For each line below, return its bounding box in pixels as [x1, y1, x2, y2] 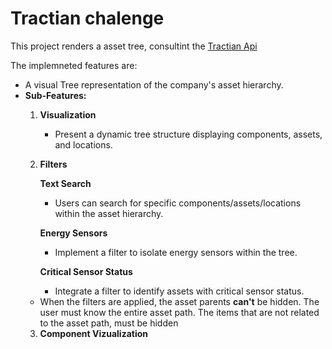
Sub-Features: [24, 89, 87, 101]
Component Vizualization [39, 327, 149, 339]
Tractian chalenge [10, 7, 165, 30]
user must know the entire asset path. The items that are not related [39, 306, 320, 318]
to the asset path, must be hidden [39, 317, 179, 329]
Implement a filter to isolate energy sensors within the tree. [54, 246, 298, 258]
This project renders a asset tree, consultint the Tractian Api [10, 40, 258, 52]
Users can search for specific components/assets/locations [54, 197, 302, 209]
